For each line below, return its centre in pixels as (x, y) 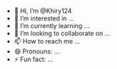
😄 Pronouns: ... (37, 51)
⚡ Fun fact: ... (33, 59)
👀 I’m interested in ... (44, 18)
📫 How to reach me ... (47, 41)
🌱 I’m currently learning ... (52, 26)
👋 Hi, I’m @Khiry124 (43, 11)
